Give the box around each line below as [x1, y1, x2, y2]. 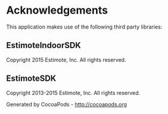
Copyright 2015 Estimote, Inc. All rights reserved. [6, 56, 126, 63]
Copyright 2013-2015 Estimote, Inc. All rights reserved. [6, 89, 141, 96]
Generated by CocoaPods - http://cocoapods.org [6, 100, 127, 107]
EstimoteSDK [6, 74, 57, 84]
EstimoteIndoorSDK [6, 40, 82, 50]
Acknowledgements [6, 4, 108, 17]
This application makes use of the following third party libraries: [6, 23, 163, 30]
